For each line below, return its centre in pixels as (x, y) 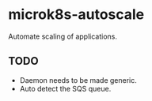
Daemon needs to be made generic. (78, 80)
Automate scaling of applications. (63, 36)
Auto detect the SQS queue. (65, 88)
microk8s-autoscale (76, 15)
